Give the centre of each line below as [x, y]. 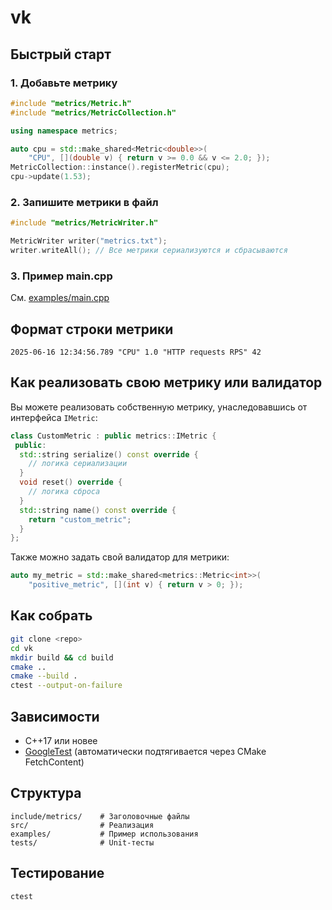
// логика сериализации [78, 464]
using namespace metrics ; [64, 131]
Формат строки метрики [92, 329]
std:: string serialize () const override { [109, 454]
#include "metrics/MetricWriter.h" [84, 223]
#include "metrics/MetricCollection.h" [93, 112]
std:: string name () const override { [98, 510]
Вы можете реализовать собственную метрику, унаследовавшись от [159, 407]
